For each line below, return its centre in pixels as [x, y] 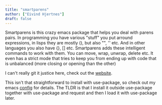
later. [10, 98]
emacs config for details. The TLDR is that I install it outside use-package [79, 88]
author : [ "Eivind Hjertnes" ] [35, 14]
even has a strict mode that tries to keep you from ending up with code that [81, 59]
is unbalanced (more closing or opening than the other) [61, 63]
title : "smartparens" [27, 10]
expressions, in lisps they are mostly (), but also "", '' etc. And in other [75, 43]
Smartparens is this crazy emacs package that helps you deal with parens [79, 33]
